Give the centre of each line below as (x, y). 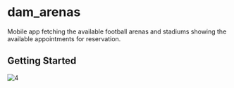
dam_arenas (44, 12)
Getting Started (42, 61)
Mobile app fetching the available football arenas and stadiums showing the (117, 31)
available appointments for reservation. (64, 38)
